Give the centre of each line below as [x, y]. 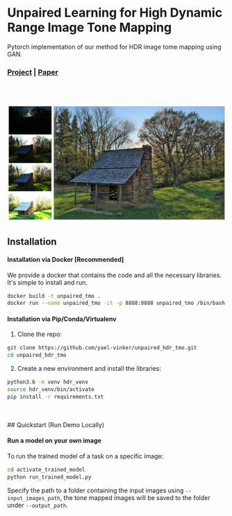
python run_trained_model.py [49, 477]
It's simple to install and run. [48, 282]
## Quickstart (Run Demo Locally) [56, 424]
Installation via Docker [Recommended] [66, 259]
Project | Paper [33, 72]
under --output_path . [38, 505]
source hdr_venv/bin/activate [51, 390]
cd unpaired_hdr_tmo [37, 356]
